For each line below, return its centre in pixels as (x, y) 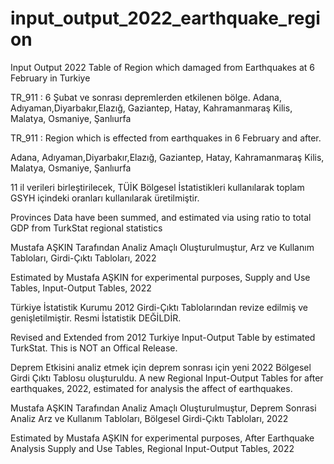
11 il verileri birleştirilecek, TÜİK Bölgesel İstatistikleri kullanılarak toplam (157, 187)
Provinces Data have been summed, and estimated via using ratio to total (161, 217)
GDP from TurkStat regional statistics (86, 228)
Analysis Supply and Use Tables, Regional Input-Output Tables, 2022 (152, 448)
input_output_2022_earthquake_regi (165, 18)
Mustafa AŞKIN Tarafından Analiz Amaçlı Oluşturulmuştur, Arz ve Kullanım (162, 247)
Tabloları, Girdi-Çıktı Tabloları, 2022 (83, 258)
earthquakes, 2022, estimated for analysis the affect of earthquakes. (151, 388)
